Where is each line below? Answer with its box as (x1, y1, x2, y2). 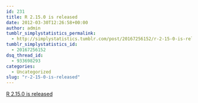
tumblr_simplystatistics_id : (6, 42, 78, 48)
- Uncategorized (11, 69, 51, 75)
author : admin (6, 25, 41, 31)
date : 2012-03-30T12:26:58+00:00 (6, 19, 88, 25)
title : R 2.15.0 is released (6, 14, 78, 20)
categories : (6, 63, 35, 69)
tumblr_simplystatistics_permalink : (6, 31, 96, 36)
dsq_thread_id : (6, 52, 44, 58)
